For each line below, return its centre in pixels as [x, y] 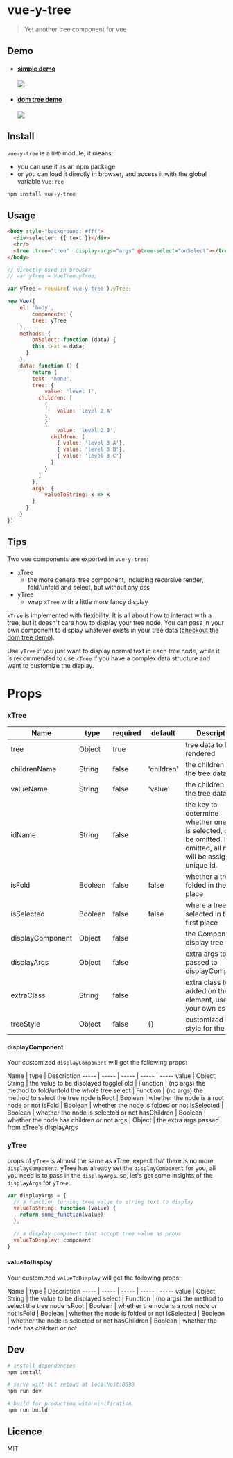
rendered [200, 753]
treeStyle [25, 1024]
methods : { [35, 334]
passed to [201, 963]
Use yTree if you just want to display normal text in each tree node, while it [113, 651]
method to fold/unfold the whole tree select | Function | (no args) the [105, 1090]
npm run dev [24, 1391]
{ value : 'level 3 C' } [89, 456]
